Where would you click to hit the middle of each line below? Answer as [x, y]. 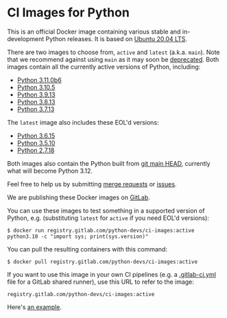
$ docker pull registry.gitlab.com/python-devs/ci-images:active [102, 262]
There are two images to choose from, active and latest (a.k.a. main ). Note [113, 52]
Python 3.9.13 [36, 95]
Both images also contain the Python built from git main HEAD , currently [109, 163]
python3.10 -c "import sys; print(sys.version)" [78, 236]
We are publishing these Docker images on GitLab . [79, 197]
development [26, 38]
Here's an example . [34, 307]
